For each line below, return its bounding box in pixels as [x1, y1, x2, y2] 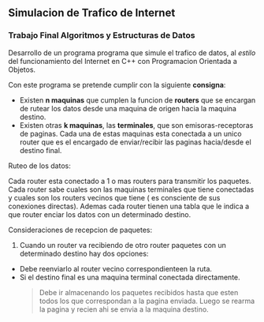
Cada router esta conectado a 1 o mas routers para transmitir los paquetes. [8, 176, 251, 185]
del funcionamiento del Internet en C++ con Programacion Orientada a [8, 56, 238, 66]
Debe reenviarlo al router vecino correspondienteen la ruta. [19, 264, 213, 273]
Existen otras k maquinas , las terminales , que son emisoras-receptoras [19, 120, 254, 129]
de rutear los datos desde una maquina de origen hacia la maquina [19, 103, 236, 113]
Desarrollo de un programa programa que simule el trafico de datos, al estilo [8, 47, 256, 58]
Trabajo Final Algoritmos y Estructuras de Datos [8, 30, 195, 41]
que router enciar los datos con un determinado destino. [8, 209, 191, 219]
